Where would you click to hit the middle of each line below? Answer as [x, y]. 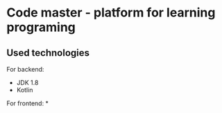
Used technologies [48, 53]
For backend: [25, 69]
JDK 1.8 [27, 83]
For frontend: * [28, 103]
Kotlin [25, 90]
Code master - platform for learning [111, 13]
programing [41, 27]
